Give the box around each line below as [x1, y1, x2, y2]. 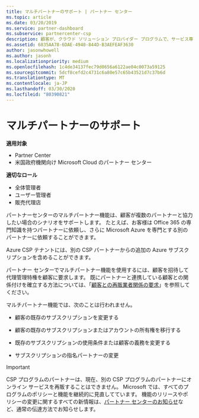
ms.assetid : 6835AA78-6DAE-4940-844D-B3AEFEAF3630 [6, 42, 134, 48]
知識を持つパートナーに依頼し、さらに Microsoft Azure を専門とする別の [11, 226, 188, 233]
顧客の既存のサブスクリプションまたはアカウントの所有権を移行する [14, 326, 181, 333]
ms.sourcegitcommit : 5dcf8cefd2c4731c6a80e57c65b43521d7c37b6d [6, 69, 166, 75]
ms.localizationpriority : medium [6, 58, 89, 64]
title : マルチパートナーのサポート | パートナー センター [6, 8, 133, 15]
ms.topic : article [6, 14, 52, 20]
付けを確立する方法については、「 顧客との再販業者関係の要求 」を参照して [11, 281, 190, 288]
